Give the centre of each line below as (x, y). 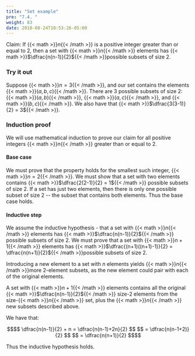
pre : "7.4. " (22, 17)
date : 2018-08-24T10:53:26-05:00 (47, 28)
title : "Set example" (32, 11)
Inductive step (24, 215)
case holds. (20, 201)
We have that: (23, 318)
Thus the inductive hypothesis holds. (51, 347)
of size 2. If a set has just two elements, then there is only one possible (91, 189)
